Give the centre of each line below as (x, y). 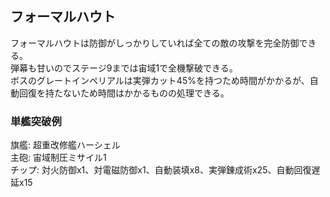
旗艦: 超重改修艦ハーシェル (65, 145)
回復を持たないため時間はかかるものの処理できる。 (124, 93)
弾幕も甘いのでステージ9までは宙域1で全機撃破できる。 (124, 68)
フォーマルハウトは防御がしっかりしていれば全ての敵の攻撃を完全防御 (155, 43)
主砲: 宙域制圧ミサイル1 (58, 158)
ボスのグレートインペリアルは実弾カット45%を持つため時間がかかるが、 (160, 80)
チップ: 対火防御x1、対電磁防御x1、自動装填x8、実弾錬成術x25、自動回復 (161, 170)
